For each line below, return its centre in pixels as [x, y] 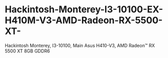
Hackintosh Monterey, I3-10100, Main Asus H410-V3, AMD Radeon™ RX [80, 45]
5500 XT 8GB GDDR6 [27, 51]
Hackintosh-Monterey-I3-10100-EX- [84, 9]
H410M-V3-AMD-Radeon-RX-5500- [84, 20]
